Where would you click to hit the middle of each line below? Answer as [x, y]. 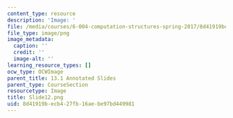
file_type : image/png [38, 33]
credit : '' [29, 53]
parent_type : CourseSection [48, 85]
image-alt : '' [34, 59]
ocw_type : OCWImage [35, 71]
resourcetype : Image [37, 91]
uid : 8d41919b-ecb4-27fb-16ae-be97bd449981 [71, 104]
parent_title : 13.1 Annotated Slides [62, 78]
